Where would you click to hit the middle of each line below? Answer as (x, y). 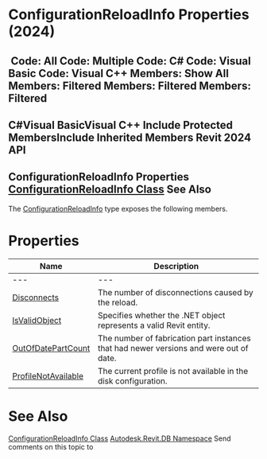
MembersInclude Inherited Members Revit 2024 (130, 137)
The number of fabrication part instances (175, 338)
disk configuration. (133, 381)
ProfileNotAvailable (48, 375)
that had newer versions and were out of (173, 348)
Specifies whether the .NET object (162, 315)
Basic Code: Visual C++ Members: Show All (118, 73)
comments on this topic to (51, 446)
